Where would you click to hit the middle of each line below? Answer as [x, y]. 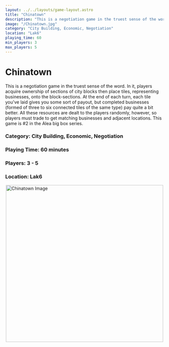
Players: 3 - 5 [22, 163]
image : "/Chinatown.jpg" [31, 24]
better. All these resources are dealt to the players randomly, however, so [81, 112]
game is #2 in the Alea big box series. [44, 123]
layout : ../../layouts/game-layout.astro [49, 10]
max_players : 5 [21, 47]
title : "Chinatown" [26, 15]
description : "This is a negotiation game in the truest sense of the [81, 19]
